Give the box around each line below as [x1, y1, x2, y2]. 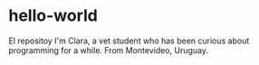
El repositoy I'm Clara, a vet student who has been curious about [8, 35, 250, 46]
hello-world [8, 5, 99, 26]
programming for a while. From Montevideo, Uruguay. [8, 44, 209, 55]
